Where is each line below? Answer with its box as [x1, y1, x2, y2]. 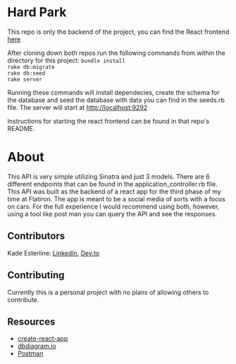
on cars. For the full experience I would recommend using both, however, [7, 202, 220, 211]
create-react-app [17, 334, 68, 343]
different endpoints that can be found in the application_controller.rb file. [7, 180, 218, 188]
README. [7, 124, 35, 132]
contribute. [7, 295, 39, 303]
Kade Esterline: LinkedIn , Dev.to [7, 249, 100, 257]
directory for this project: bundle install [7, 56, 125, 64]
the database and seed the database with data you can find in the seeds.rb [7, 96, 225, 104]
